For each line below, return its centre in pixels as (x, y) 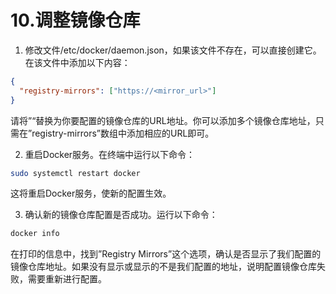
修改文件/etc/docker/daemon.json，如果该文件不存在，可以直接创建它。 (173, 50)
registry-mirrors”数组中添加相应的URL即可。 (123, 133)
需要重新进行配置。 (67, 279)
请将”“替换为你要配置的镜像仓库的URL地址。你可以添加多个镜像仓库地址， (163, 120)
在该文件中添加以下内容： (77, 62)
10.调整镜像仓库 (75, 20)
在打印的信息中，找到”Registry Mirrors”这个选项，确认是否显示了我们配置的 (166, 254)
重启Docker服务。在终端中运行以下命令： (110, 154)
